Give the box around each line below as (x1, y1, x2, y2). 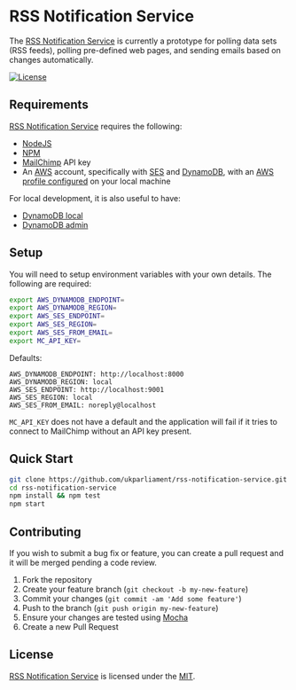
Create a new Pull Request (21, 621, 120, 631)
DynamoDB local (21, 210, 83, 221)
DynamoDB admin (21, 219, 89, 230)
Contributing (9, 524, 82, 539)
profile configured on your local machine (21, 176, 171, 186)
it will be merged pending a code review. (9, 557, 158, 568)
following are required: (9, 278, 91, 289)
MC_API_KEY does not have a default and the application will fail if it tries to (9, 416, 277, 427)
